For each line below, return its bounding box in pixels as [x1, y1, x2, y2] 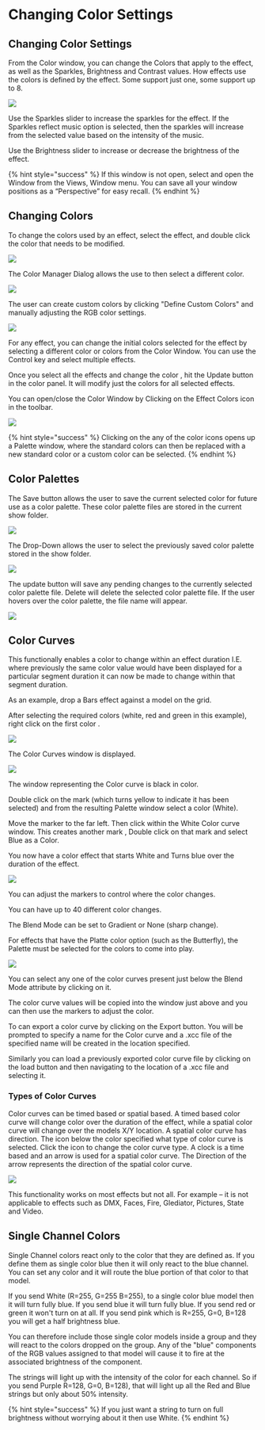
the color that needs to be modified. [8, 239, 125, 248]
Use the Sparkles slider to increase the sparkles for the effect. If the [8, 113, 229, 123]
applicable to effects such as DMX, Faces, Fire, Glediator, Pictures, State [8, 1198, 244, 1207]
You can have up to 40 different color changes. [8, 905, 162, 915]
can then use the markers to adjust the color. [8, 1007, 154, 1016]
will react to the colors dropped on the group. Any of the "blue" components [8, 1340, 257, 1349]
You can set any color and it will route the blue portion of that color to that [8, 1267, 249, 1277]
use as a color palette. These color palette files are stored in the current [8, 502, 242, 511]
